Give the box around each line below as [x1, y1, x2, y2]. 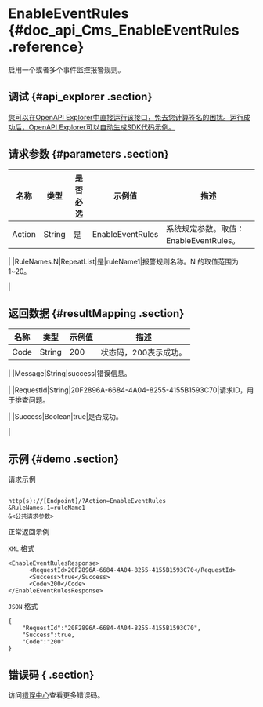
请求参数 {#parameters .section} [8, 148, 170, 161]
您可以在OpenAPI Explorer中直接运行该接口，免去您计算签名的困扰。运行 [8, 112, 244, 122]
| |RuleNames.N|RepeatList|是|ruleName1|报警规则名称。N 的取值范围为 [8, 257, 239, 266]
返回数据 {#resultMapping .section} [8, 307, 185, 320]
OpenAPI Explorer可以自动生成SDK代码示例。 [28, 122, 176, 132]
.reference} [8, 38, 85, 56]
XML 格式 [8, 544, 35, 553]
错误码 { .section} [8, 668, 95, 681]
